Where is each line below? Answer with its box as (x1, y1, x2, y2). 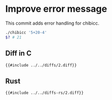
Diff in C (5, 49, 32, 58)
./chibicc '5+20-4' (5, 30, 47, 35)
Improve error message (5, 3, 107, 15)
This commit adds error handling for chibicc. (5, 20, 100, 26)
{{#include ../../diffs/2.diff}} (5, 63, 77, 68)
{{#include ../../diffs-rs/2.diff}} (5, 90, 84, 95)
